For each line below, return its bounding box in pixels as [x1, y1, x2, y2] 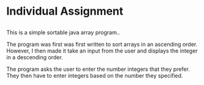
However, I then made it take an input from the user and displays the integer [6, 47, 198, 54]
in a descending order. [6, 53, 63, 61]
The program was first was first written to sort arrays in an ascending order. [6, 40, 198, 48]
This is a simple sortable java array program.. [6, 29, 121, 36]
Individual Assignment [6, 4, 124, 18]
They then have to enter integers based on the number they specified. [6, 72, 183, 79]
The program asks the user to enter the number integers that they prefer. [6, 65, 190, 73]
